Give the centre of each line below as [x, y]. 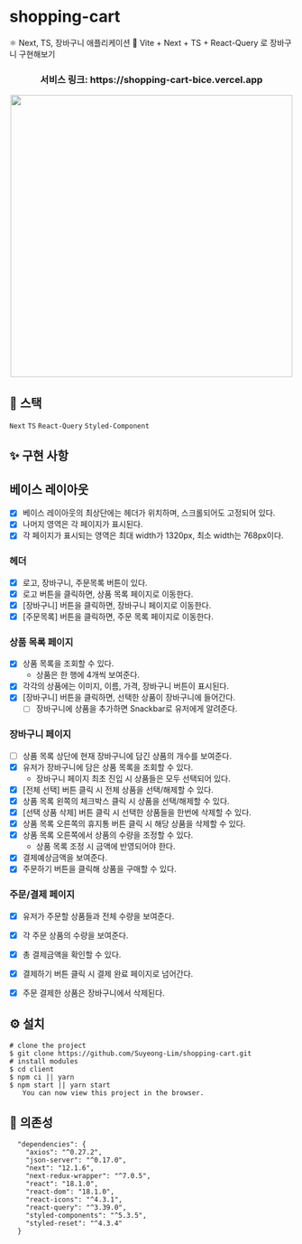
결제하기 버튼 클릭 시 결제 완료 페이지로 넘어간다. [108, 973]
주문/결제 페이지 [42, 895]
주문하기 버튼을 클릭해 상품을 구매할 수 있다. [100, 869]
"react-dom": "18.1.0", [70, 1192]
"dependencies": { [52, 1144]
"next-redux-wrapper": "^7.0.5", [88, 1175]
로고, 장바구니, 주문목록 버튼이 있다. [85, 582]
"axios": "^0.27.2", [64, 1152]
